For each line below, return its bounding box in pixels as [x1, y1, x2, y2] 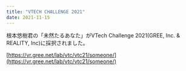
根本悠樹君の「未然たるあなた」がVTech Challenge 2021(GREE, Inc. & [6, 31, 181, 39]
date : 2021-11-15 [6, 14, 50, 20]
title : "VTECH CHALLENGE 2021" [6, 8, 85, 15]
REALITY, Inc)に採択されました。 [6, 39, 89, 46]
